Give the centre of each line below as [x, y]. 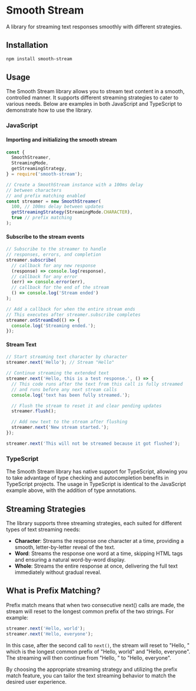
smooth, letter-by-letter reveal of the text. [65, 547]
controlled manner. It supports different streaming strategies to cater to [92, 97]
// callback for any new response [54, 265]
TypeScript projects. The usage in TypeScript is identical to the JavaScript [96, 484]
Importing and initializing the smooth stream [62, 139]
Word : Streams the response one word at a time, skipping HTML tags [99, 553]
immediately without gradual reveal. [58, 572]
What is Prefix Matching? [54, 591]
